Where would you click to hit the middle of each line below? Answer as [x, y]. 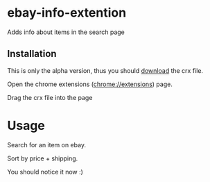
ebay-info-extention [67, 13]
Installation [32, 54]
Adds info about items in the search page [66, 32]
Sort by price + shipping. [43, 158]
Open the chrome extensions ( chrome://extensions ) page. [90, 84]
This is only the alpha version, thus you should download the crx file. [105, 70]
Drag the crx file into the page [50, 97]
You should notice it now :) [45, 172]
